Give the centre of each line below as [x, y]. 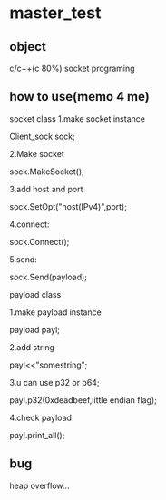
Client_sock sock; [42, 136]
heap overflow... [39, 485]
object [28, 47]
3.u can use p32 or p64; [54, 382]
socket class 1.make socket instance [77, 118]
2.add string [32, 347]
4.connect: [29, 224]
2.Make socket [37, 153]
